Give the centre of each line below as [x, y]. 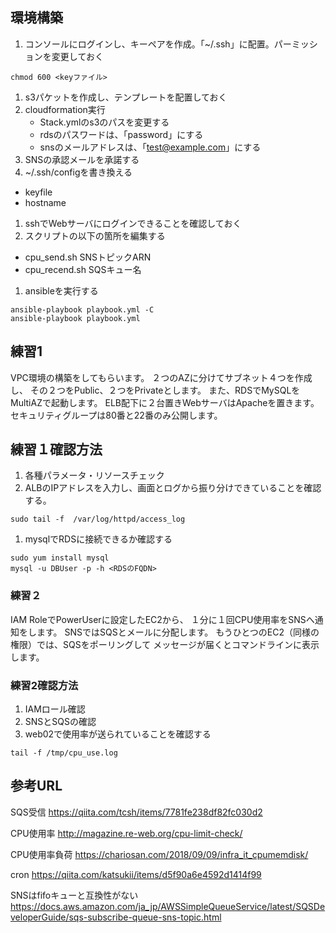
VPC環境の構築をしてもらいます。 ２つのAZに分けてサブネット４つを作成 [161, 377]
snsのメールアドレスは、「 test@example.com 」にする [150, 147]
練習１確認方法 [56, 449]
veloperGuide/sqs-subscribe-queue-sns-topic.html [116, 917]
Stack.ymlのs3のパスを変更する [104, 122]
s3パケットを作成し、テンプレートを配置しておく [126, 97]
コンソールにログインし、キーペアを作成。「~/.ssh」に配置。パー [158, 44]
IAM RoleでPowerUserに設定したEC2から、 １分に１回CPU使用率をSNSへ [162, 619]
